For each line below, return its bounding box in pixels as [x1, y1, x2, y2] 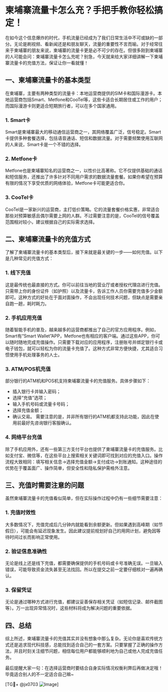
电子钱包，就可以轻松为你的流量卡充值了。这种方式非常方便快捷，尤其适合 [5, 345, 158, 352]
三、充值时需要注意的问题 [5, 481, 84, 490]
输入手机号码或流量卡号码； [12, 401, 70, 407]
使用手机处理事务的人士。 [9, 352, 62, 358]
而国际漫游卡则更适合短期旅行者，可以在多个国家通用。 [5, 102, 119, 108]
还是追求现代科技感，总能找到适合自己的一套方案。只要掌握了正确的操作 [9, 642, 158, 648]
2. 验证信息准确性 [5, 548, 47, 555]
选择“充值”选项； [12, 395, 47, 401]
